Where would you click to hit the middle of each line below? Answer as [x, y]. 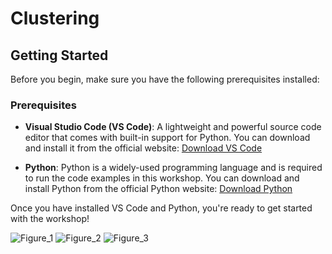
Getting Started [59, 55]
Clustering [55, 18]
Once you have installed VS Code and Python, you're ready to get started [161, 208]
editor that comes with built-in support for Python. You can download [167, 138]
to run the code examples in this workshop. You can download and [162, 178]
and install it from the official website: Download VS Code [143, 148]
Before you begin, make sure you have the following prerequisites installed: [165, 79]
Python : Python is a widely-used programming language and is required [173, 168]
